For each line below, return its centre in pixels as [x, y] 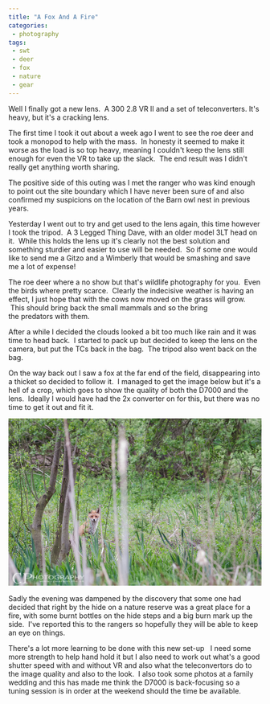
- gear [23, 84]
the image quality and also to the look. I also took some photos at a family [131, 674]
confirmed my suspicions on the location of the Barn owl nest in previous [129, 199]
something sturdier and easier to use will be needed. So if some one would [133, 249]
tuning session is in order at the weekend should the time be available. [125, 691]
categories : [28, 25]
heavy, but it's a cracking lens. [59, 117]
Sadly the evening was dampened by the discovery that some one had [125, 599]
